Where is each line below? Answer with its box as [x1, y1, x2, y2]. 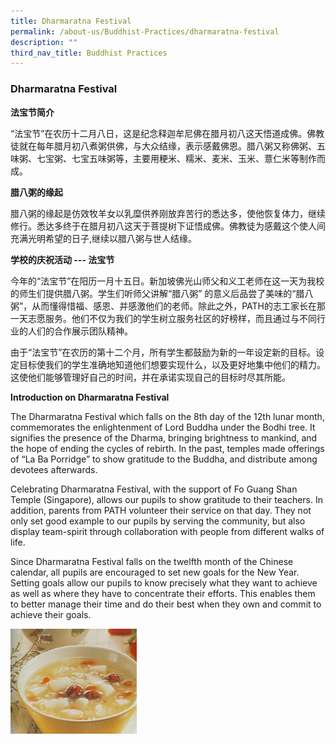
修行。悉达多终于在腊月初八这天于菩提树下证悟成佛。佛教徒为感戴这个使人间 [10, 220, 326, 232]
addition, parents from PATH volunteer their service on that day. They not [10, 504, 312, 516]
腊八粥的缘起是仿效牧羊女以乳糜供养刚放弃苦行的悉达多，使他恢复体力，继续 [10, 207, 326, 219]
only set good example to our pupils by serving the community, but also [10, 515, 306, 527]
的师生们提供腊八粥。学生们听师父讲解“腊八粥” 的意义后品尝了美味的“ [10, 287, 297, 299]
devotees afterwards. [10, 463, 98, 475]
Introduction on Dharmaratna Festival [10, 391, 170, 403]
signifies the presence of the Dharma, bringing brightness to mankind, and [10, 431, 318, 444]
